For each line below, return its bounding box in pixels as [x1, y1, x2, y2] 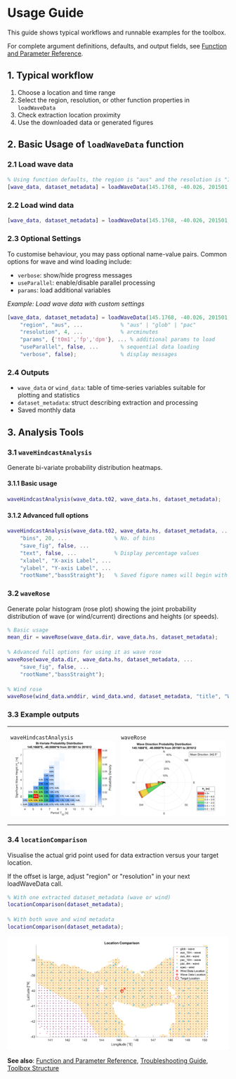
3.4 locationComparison [7, 835, 88, 844]
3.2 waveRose [7, 589, 51, 599]
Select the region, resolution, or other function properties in [17, 96, 190, 104]
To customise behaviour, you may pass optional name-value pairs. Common [7, 249, 227, 258]
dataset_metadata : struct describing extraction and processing [17, 398, 198, 407]
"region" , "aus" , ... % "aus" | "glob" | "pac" [20, 321, 197, 328]
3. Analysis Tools [7, 426, 84, 438]
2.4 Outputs [7, 367, 50, 377]
